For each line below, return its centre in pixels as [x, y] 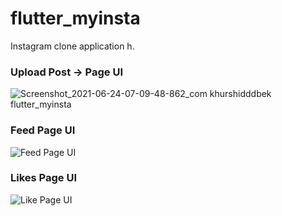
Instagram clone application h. [72, 46]
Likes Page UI [44, 178]
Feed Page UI [43, 130]
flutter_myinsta [75, 18]
